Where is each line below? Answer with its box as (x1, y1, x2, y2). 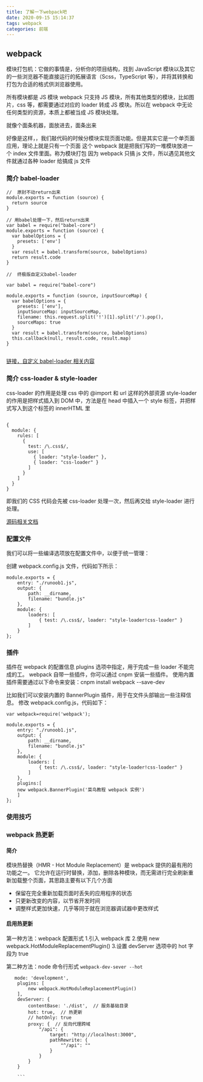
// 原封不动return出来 (6, 189, 61, 195)
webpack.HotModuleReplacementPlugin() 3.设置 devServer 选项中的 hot (6, 942, 187, 949)
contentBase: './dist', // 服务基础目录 (28, 1002, 128, 1009)
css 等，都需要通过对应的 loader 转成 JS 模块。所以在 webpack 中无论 (16, 101, 193, 108)
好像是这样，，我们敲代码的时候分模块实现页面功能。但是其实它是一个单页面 (6, 134, 195, 142)
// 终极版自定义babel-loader (6, 271, 77, 277)
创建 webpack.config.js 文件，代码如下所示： (6, 562, 119, 570)
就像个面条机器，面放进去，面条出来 (6, 122, 97, 129)
